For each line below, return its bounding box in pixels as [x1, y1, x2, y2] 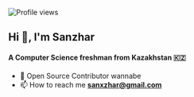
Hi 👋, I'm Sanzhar [8, 30, 95, 44]
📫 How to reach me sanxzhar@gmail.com [19, 80, 162, 89]
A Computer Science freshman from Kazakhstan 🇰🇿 [8, 52, 187, 62]
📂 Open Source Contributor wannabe [19, 71, 142, 80]
